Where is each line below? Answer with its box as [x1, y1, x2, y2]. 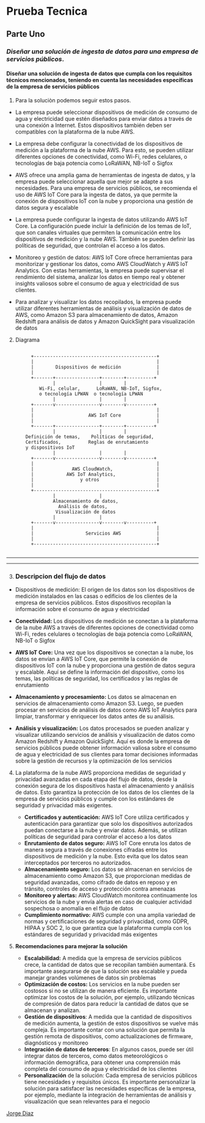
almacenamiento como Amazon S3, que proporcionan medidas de [24, 872, 191, 879]
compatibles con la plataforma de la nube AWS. [15, 128, 135, 135]
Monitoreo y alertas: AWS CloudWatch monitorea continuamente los [24, 892, 198, 899]
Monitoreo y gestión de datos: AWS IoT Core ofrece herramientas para [15, 253, 193, 261]
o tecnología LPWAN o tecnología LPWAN [38, 390, 143, 397]
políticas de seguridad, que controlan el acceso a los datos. [15, 242, 165, 249]
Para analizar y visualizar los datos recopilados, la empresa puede [15, 298, 182, 305]
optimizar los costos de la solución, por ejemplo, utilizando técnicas [24, 994, 195, 1000]
